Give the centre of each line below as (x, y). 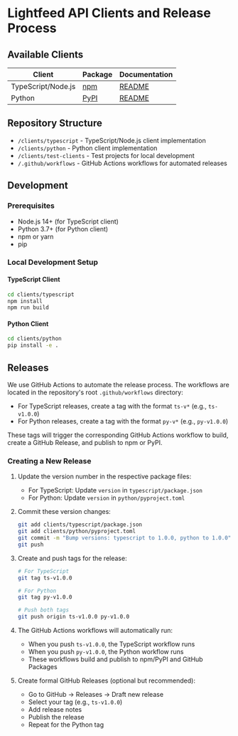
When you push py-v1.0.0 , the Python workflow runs (106, 652)
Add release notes (55, 710)
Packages (43, 667)
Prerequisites (31, 206)
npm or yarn (36, 236)
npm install (25, 301)
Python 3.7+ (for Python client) (63, 228)
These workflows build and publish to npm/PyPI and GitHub (116, 659)
